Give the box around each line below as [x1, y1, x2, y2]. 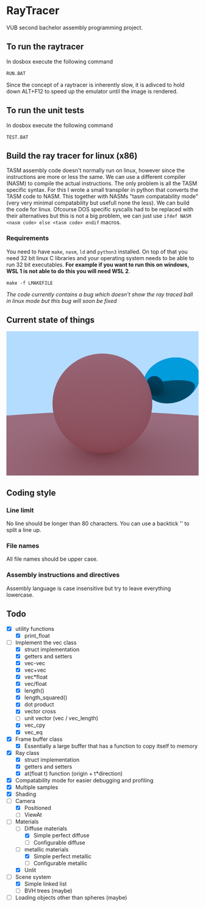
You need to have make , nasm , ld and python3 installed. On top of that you [6, 248, 188, 255]
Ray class [15, 749, 40, 756]
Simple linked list [24, 880, 67, 887]
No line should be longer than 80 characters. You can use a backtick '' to [6, 520, 190, 527]
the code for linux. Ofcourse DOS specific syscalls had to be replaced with [6, 206, 194, 213]
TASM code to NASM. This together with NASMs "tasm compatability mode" [6, 193, 198, 200]
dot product [24, 701, 54, 708]
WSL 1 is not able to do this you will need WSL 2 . [6, 267, 131, 275]
